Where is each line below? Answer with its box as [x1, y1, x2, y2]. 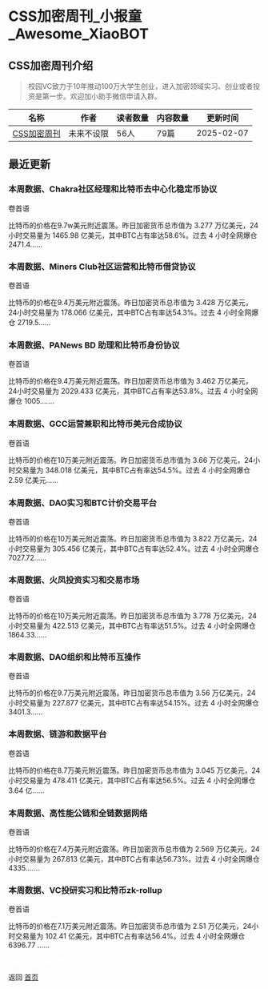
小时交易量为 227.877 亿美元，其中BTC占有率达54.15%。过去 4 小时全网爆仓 [8, 698, 260, 708]
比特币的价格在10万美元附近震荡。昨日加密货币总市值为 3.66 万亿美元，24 [8, 455, 254, 464]
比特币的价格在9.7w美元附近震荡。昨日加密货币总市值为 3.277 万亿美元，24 [8, 220, 258, 230]
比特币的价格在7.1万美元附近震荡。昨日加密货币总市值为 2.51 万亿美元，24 [8, 922, 252, 931]
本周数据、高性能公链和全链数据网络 [8, 807, 148, 818]
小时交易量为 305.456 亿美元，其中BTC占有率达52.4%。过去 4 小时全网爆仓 [8, 544, 260, 553]
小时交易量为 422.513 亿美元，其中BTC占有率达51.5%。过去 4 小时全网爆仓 [8, 621, 256, 631]
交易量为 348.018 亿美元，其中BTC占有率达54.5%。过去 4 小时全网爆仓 [14, 465, 250, 475]
